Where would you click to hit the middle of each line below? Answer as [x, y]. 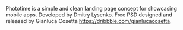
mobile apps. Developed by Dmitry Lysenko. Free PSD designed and [89, 15]
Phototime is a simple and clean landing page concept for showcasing [91, 9]
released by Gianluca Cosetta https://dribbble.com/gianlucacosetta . [89, 21]
